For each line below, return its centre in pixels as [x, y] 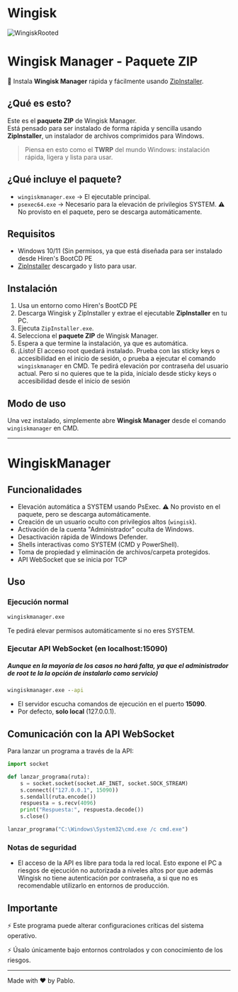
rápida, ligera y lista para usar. [69, 157]
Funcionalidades [45, 489]
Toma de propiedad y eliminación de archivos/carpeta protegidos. [114, 551]
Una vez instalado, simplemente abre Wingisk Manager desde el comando [117, 420]
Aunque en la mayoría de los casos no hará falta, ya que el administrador [118, 666]
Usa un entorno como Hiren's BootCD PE [78, 306]
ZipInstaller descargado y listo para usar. [77, 266]
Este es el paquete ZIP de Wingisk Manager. [72, 120]
